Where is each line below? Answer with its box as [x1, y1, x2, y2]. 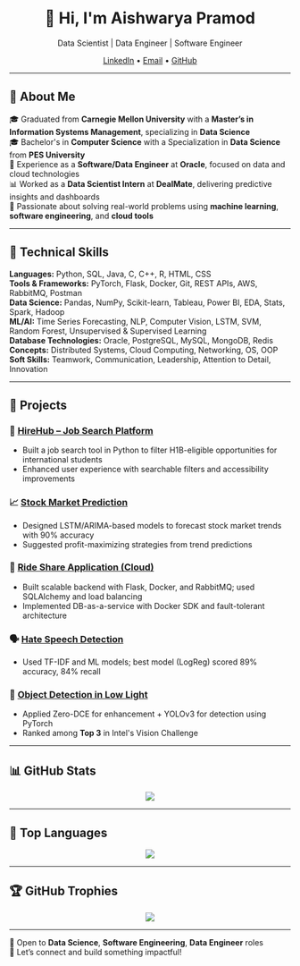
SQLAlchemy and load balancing [21, 590, 143, 602]
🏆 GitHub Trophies [9, 884, 119, 899]
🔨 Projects [9, 397, 68, 412]
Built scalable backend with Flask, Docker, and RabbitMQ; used [21, 581, 255, 592]
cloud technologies [9, 168, 80, 179]
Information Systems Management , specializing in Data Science [9, 126, 250, 137]
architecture [21, 610, 68, 621]
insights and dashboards [9, 191, 100, 202]
